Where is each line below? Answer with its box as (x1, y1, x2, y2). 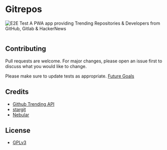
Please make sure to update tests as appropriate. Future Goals (5, 73, 134, 79)
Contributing (5, 44, 46, 53)
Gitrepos (5, 4, 42, 15)
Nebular (12, 112, 29, 118)
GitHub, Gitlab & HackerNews (5, 25, 66, 31)
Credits (5, 88, 29, 96)
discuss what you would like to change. (5, 63, 87, 69)
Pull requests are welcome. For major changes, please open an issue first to (5, 58, 162, 64)
